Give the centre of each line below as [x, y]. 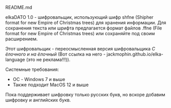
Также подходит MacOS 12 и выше [51, 85]
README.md [19, 7]
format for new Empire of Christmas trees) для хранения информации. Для [86, 23]
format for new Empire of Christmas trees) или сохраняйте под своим [80, 33]
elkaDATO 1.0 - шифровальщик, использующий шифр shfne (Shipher [80, 17]
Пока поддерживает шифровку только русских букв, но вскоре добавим [85, 94]
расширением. [22, 39]
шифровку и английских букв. [38, 100]
